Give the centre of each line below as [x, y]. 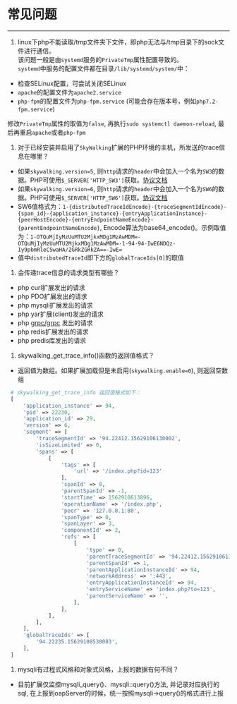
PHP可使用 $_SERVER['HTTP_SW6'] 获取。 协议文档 [99, 198]
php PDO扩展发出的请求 [52, 296]
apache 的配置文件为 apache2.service [69, 92]
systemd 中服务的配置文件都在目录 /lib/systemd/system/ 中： [104, 68]
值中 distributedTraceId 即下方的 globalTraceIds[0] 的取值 [101, 257]
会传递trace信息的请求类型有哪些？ [68, 272]
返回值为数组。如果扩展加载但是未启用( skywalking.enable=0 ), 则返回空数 [123, 370]
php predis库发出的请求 [52, 340]
